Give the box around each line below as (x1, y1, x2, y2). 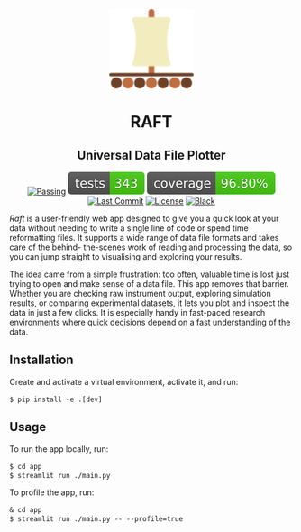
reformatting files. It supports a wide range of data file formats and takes (9, 233, 279, 243)
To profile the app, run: (9, 487, 95, 498)
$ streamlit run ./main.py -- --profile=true (9, 514, 183, 523)
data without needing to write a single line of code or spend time (9, 223, 250, 234)
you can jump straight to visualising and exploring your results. (9, 252, 242, 261)
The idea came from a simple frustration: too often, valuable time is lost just (9, 269, 290, 280)
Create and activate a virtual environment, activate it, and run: (9, 376, 239, 387)
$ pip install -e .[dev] (9, 395, 103, 404)
